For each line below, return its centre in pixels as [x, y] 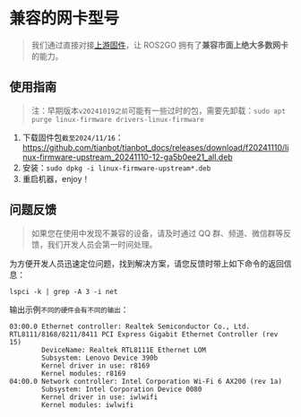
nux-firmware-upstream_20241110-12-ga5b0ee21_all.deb [127, 157]
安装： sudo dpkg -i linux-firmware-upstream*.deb [116, 168]
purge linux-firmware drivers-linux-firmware [117, 119]
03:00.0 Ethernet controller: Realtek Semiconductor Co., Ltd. [130, 326]
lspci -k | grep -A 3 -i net [64, 291]
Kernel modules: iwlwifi [88, 404]
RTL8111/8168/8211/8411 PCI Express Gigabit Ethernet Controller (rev [144, 334]
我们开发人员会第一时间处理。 [102, 244]
